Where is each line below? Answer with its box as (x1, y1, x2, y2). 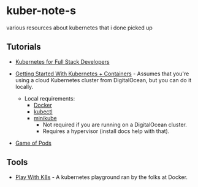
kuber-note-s (6, 4, 77, 18)
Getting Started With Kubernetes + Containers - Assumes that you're (15, 70, 189, 77)
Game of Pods (15, 139, 52, 147)
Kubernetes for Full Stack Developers (15, 58, 110, 65)
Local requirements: (24, 94, 75, 102)
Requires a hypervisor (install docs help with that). (42, 127, 170, 135)
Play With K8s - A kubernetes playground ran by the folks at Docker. (15, 173, 188, 181)
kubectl (33, 108, 53, 115)
